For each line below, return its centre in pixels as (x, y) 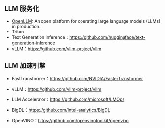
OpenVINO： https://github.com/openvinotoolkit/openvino (70, 120)
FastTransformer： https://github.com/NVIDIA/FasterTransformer (77, 78)
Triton (18, 32)
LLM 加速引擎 (25, 66)
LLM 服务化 (22, 9)
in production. (26, 26)
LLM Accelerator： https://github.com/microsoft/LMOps (68, 99)
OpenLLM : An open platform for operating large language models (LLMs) (86, 21)
